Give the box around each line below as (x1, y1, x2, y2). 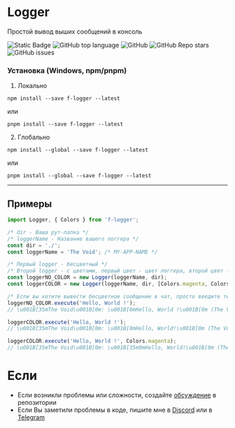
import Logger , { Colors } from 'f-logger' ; (7, 216, 139, 223)
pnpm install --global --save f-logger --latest (7, 172, 152, 179)
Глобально (17, 133, 50, 142)
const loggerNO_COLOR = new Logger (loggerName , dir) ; (7, 274, 168, 281)
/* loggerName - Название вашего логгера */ (7, 235, 139, 242)
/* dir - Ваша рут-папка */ (7, 228, 90, 236)
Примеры (7, 198, 52, 209)
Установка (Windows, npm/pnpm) (7, 66, 127, 75)
